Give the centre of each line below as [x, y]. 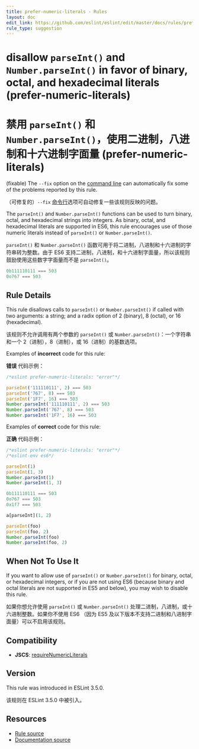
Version [21, 673]
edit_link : [20, 23]
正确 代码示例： [25, 439]
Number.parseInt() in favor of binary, [97, 70]
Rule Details [29, 295]
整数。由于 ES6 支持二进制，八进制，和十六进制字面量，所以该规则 [108, 252]
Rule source [29, 733]
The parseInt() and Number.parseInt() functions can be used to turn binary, [99, 214]
